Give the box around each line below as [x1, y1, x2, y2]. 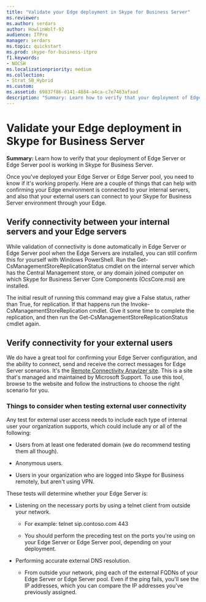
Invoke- [131, 300, 150, 308]
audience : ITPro [6, 32, 48, 38]
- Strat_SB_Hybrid [6, 77, 53, 84]
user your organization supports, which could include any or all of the [6, 422, 182, 430]
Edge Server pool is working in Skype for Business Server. [6, 161, 154, 168]
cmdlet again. [6, 320, 41, 327]
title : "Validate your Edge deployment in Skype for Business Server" [6, 9, 191, 15]
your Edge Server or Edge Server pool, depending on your [24, 538, 172, 545]
